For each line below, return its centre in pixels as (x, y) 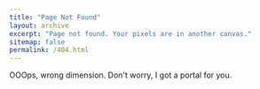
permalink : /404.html (49, 50)
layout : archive (39, 26)
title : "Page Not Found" (55, 17)
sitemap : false (37, 42)
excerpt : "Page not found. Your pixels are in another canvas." (130, 33)
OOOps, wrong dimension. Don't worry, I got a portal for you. (121, 75)
